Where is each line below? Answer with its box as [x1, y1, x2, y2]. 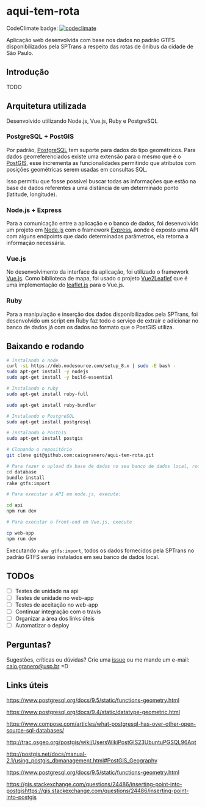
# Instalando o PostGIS [6, 429, 67, 436]
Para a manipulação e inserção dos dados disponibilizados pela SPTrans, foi [6, 310, 198, 318]
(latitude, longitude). [6, 191, 57, 198]
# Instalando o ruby [6, 385, 59, 392]
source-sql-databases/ [6, 726, 64, 734]
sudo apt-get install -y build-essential [6, 374, 113, 381]
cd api [6, 502, 23, 508]
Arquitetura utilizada [6, 101, 87, 111]
